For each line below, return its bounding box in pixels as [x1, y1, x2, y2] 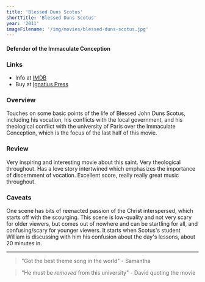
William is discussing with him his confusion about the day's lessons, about [6, 233, 195, 240]
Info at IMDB [15, 74, 47, 81]
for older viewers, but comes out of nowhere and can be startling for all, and [6, 220, 198, 228]
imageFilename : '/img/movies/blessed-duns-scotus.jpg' [6, 26, 149, 32]
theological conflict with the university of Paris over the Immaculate [6, 123, 176, 130]
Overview [6, 96, 36, 105]
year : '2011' [6, 20, 40, 26]
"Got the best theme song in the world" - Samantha [21, 258, 151, 265]
